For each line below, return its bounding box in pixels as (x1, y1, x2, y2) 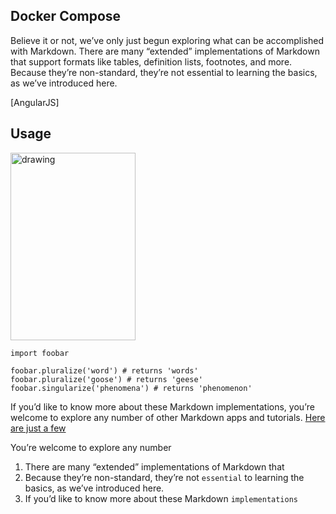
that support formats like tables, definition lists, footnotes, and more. (10, 55, 293, 68)
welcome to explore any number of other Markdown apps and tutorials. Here (10, 411, 326, 423)
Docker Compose (10, 8, 122, 25)
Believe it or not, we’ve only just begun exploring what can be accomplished (10, 34, 324, 46)
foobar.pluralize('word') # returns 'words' (10, 365, 199, 376)
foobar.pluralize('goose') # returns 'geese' (10, 374, 203, 384)
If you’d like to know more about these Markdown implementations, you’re (10, 400, 315, 413)
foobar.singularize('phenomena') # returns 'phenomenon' (10, 383, 253, 393)
